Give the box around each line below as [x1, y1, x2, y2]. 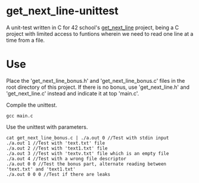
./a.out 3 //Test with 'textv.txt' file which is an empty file [6, 150, 169, 156]
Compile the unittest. [6, 101, 58, 108]
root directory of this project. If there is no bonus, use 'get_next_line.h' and [6, 83, 189, 91]
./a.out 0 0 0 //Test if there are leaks [6, 171, 111, 177]
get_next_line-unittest [6, 4, 119, 18]
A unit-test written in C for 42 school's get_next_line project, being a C [6, 24, 179, 31]
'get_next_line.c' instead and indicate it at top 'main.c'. [6, 89, 139, 97]
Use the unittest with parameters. [6, 123, 88, 131]
